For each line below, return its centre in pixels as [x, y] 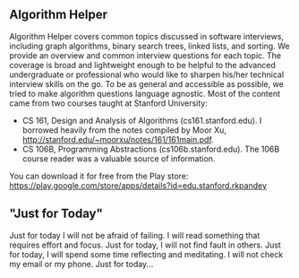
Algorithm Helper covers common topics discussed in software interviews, [147, 36]
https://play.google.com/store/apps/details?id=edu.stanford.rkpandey [138, 185]
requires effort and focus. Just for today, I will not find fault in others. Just [145, 245]
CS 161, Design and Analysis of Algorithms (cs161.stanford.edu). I [142, 120]
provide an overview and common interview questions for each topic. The [145, 55]
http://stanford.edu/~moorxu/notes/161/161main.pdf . [118, 139]
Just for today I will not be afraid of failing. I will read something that [135, 235]
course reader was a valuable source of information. [119, 158]
